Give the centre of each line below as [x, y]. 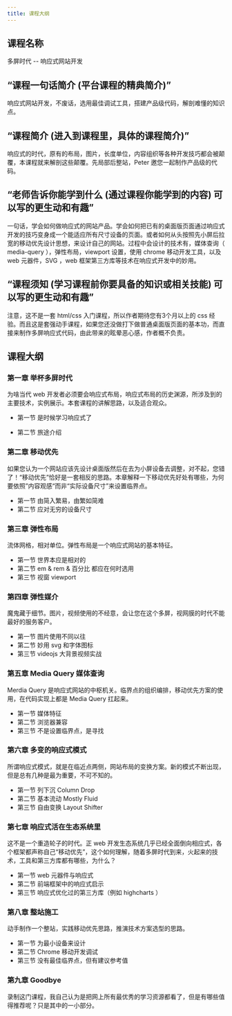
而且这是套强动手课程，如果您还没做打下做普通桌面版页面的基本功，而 [119, 324]
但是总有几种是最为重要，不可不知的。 [61, 775]
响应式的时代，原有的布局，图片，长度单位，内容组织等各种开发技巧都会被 [113, 154]
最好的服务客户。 [31, 622]
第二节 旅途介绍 [39, 433]
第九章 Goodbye [34, 980]
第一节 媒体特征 [39, 713]
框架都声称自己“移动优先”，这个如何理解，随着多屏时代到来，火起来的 [113, 852]
